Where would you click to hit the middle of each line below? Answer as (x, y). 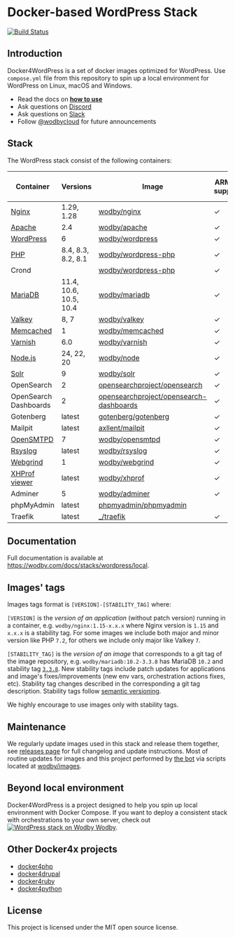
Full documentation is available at (55, 558)
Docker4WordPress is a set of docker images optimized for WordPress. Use (116, 70)
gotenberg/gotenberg (134, 416)
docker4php (35, 866)
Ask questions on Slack (51, 114)
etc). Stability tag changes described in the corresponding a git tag (104, 684)
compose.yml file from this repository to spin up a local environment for (108, 78)
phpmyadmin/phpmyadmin (143, 505)
